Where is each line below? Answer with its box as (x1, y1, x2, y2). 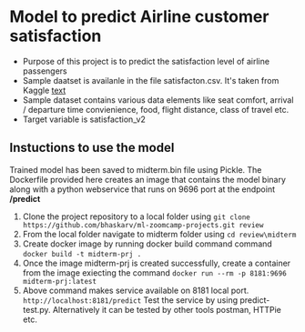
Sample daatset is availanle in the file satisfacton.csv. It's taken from (22, 75, 280, 86)
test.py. (22, 304, 51, 315)
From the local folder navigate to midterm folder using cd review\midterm (22, 228, 297, 239)
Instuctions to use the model (9, 140, 175, 156)
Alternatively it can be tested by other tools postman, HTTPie (52, 304, 282, 315)
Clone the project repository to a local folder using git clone (22, 211, 250, 222)
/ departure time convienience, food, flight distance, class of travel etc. (22, 104, 290, 115)
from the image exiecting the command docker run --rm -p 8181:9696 (22, 267, 287, 278)
